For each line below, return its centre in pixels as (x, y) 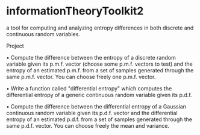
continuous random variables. (43, 34)
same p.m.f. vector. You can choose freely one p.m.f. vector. (81, 77)
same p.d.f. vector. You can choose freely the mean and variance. (88, 125)
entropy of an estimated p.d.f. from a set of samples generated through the (99, 119)
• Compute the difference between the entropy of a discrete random (91, 57)
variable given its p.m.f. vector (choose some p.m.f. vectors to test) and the (99, 64)
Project (15, 46)
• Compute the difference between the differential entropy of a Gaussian (96, 106)
